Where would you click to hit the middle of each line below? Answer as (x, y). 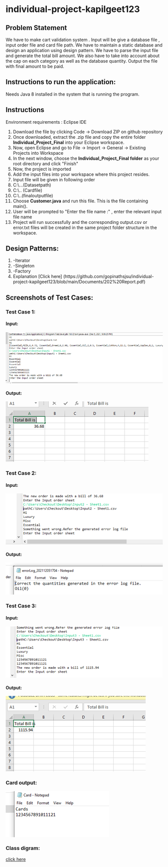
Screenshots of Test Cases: (50, 297)
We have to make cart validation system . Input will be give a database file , (83, 40)
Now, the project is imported (42, 169)
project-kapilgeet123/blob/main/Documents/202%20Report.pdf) (79, 282)
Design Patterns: (32, 249)
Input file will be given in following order (54, 179)
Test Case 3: (21, 606)
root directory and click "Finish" (46, 163)
